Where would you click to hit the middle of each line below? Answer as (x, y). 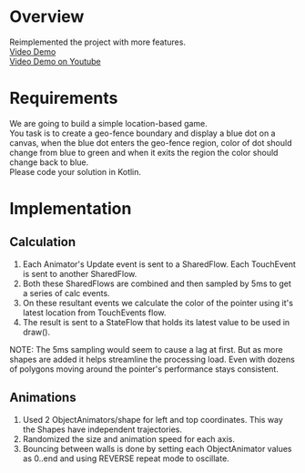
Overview (47, 17)
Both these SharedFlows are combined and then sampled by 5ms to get (157, 283)
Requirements (64, 98)
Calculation (43, 242)
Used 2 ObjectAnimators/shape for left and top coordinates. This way (153, 419)
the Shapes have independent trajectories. (102, 429)
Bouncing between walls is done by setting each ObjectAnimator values (157, 448)
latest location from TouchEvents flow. (94, 313)
